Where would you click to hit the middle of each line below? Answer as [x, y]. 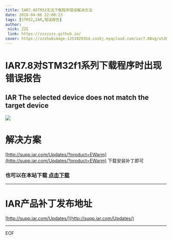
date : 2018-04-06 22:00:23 [34, 15]
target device [27, 106]
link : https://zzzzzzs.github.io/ [44, 34]
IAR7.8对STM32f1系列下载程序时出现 [84, 66]
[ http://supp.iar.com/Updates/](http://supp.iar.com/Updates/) [70, 218]
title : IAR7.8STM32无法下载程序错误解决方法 [49, 10]
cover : [12, 39]
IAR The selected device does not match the [77, 98]
